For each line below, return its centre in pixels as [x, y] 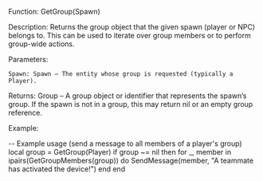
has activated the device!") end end [67, 169]
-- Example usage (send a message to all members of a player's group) [125, 144]
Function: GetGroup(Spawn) [55, 12]
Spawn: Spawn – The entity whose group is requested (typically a [121, 74]
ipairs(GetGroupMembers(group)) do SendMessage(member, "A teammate [131, 160]
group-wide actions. [41, 44]
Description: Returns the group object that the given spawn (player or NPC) [132, 27]
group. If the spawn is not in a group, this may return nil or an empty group [131, 104]
